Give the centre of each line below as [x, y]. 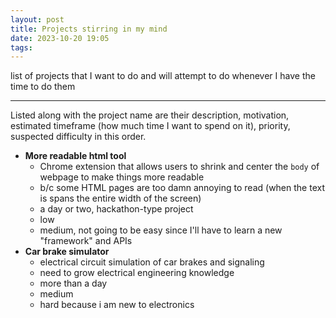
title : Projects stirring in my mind [89, 29]
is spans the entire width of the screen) [120, 198]
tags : [21, 47]
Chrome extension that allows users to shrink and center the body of [179, 167]
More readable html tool [75, 156]
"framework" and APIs [86, 241]
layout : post [37, 19]
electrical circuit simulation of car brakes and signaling [152, 262]
